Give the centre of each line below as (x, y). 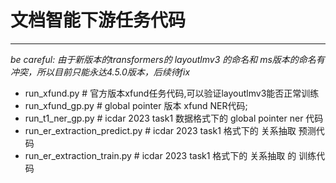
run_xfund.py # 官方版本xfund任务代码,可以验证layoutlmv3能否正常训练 (172, 93)
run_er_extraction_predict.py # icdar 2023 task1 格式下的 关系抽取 (160, 130)
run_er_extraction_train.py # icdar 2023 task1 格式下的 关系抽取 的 (160, 155)
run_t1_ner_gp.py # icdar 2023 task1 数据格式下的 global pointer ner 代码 (174, 118)
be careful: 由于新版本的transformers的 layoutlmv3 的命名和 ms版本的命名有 (167, 59)
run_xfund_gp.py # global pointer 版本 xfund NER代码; (136, 105)
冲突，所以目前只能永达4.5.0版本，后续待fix (100, 72)
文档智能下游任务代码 (98, 20)
